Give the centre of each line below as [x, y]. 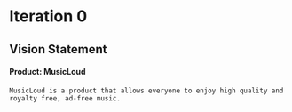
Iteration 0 [48, 16]
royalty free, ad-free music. [65, 98]
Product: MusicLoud [47, 72]
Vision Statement [58, 49]
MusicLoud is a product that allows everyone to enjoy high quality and [146, 91]
